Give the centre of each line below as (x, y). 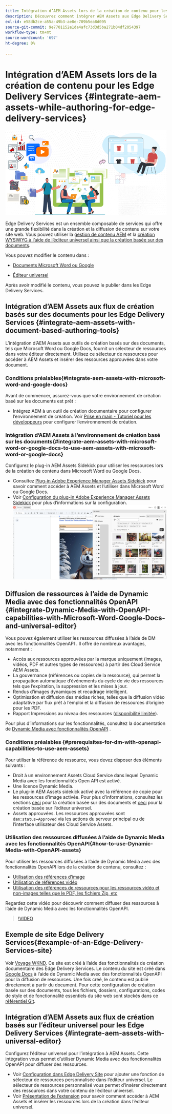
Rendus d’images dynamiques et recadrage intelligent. (70, 692)
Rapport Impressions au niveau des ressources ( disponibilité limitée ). (85, 714)
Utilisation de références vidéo (45, 882)
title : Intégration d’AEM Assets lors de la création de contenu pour (82, 11)
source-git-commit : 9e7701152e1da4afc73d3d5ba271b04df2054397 (73, 27)
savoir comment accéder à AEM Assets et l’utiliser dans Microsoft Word (88, 487)
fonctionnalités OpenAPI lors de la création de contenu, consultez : (76, 867)
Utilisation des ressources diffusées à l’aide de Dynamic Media (85, 837)
